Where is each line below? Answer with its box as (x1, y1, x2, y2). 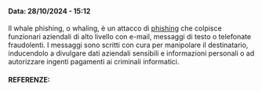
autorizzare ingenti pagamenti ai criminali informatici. (8, 57, 180, 67)
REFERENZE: (8, 75, 51, 84)
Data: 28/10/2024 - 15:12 (8, 6, 91, 16)
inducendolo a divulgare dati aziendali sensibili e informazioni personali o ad (8, 49, 255, 58)
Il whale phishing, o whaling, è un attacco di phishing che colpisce (8, 24, 222, 33)
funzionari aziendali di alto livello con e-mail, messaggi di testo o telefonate (8, 32, 252, 42)
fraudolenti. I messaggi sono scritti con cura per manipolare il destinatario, (8, 40, 249, 50)
